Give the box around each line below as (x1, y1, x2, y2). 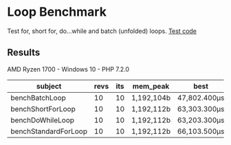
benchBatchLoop (10, 93, 67, 102)
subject (36, 81, 62, 91)
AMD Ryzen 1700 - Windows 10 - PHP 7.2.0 (7, 65, 129, 73)
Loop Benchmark (7, 4, 107, 20)
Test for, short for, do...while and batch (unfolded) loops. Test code (7, 27, 197, 35)
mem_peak (132, 81, 170, 91)
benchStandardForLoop (10, 126, 88, 136)
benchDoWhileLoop (10, 115, 74, 124)
